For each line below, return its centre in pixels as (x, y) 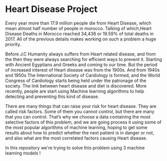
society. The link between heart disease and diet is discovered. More (76, 85)
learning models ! (23, 153)
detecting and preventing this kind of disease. (52, 96)
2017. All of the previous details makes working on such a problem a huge (81, 39)
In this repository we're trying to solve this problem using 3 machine (75, 147)
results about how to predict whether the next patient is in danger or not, (80, 132)
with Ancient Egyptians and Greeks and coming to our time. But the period (82, 64)
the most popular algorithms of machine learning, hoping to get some (77, 127)
